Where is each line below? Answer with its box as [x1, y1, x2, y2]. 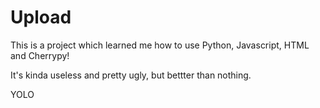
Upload [10, 6, 72, 29]
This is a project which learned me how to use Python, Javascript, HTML [10, 39, 310, 51]
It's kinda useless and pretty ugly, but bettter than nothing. [10, 69, 252, 81]
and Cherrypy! [10, 49, 70, 61]
